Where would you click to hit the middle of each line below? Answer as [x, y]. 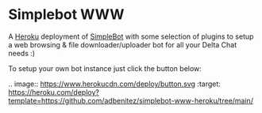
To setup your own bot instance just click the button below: [105, 68]
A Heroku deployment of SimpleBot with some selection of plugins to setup [131, 36]
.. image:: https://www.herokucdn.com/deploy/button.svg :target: [114, 84]
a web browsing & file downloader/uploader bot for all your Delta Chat [123, 44]
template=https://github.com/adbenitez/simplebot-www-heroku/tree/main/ [131, 100]
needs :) [22, 53]
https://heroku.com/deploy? [54, 92]
